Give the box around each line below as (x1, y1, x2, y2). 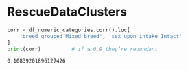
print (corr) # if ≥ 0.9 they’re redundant (7, 46, 158, 52)
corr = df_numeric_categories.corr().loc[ (7, 27, 130, 33)
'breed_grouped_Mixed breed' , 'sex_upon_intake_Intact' (19, 33, 183, 39)
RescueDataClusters (7, 4, 128, 20)
